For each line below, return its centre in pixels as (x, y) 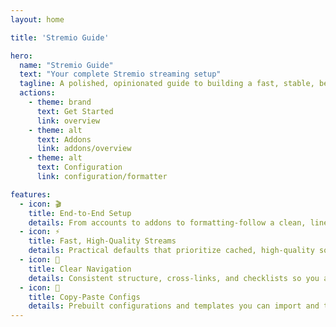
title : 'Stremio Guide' (60, 37)
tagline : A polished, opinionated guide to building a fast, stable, (167, 84)
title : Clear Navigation (80, 269)
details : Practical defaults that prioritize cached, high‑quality (171, 251)
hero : (21, 56)
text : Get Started (75, 111)
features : (31, 194)
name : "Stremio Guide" (66, 65)
